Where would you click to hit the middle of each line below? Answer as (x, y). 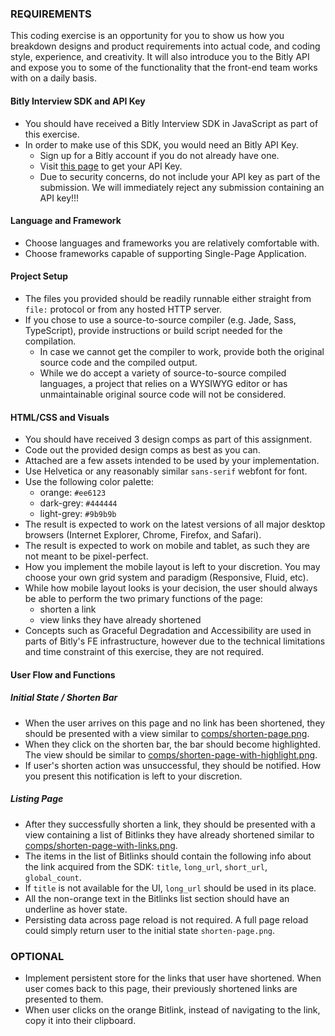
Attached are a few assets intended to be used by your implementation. (172, 461)
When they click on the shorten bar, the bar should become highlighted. (172, 744)
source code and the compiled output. (118, 362)
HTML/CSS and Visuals (60, 417)
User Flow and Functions (63, 674)
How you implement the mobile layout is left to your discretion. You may (172, 567)
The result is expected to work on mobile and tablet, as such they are (167, 546)
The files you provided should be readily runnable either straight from (168, 298)
